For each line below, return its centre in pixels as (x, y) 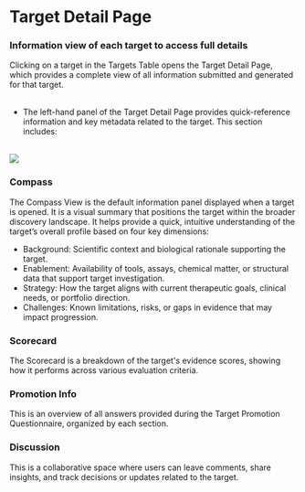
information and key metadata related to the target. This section (142, 122)
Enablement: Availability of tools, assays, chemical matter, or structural (156, 268)
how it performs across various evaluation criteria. (104, 370)
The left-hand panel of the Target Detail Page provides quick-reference (156, 112)
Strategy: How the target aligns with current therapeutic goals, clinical (154, 288)
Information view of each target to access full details (129, 46)
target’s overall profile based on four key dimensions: (110, 231)
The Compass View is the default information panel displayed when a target (152, 202)
